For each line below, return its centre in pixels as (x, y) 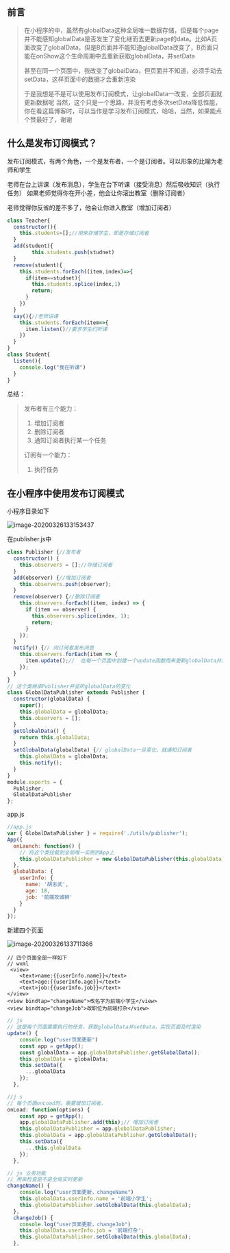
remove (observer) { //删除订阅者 (57, 597)
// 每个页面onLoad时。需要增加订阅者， (56, 1103)
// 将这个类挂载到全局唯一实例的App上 (67, 853)
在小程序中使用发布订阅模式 (66, 493)
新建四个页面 (25, 930)
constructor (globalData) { (52, 699)
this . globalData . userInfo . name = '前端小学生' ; (86, 1199)
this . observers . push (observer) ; (65, 584)
